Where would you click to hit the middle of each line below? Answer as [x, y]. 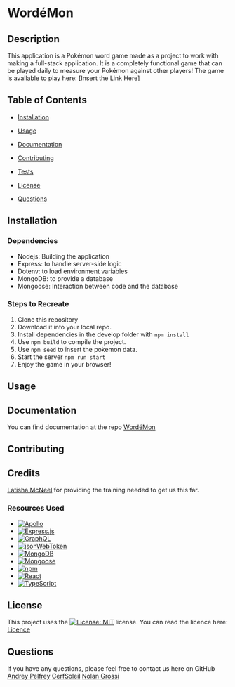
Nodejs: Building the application [63, 256]
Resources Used [36, 509]
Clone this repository [48, 319]
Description [33, 39]
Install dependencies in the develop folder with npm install [103, 334]
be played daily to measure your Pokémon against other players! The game [116, 71]
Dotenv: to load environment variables [73, 271]
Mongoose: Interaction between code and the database [98, 286]
